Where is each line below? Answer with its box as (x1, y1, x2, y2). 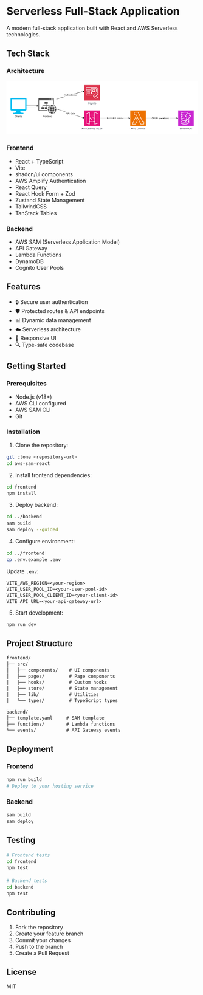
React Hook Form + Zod (15, 190, 75, 197)
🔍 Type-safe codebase (15, 341, 74, 348)
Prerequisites (6, 379, 47, 388)
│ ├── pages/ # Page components (6, 673, 115, 680)
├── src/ (6, 661, 29, 667)
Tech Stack (6, 49, 50, 59)
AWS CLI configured (15, 399, 67, 407)
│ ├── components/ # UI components (6, 667, 111, 673)
